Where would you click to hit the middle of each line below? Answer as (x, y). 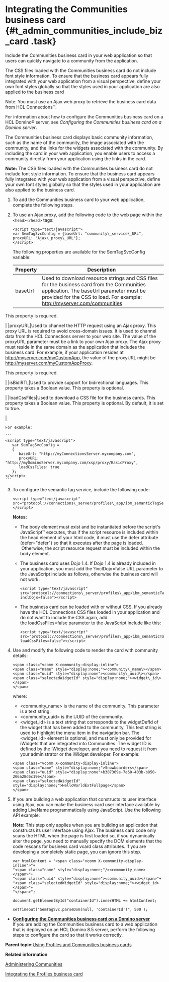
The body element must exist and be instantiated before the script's (90, 527)
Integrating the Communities (67, 9)
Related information (26, 954)
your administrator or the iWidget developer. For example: (80, 754)
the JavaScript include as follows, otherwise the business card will (89, 574)
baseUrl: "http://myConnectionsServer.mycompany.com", (77, 454)
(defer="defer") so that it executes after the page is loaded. (81, 543)
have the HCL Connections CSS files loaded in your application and (90, 612)
